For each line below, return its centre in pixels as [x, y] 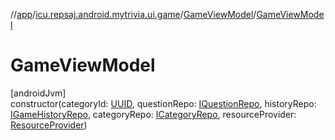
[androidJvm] [38, 93]
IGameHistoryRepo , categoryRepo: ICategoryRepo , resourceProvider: [153, 114]
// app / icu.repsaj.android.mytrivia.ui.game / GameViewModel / [133, 14]
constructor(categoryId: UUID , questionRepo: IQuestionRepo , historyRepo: [163, 103]
